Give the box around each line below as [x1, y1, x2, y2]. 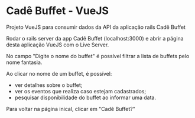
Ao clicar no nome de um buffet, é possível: [6, 70, 112, 77]
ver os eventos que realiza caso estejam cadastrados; [14, 87, 147, 95]
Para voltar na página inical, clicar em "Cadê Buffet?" [6, 105, 136, 112]
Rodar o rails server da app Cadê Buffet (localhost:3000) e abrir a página [6, 35, 184, 42]
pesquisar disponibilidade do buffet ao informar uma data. [14, 94, 157, 101]
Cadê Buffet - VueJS [6, 4, 109, 18]
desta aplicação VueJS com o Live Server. [6, 41, 109, 48]
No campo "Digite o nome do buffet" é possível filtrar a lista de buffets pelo [6, 52, 190, 59]
